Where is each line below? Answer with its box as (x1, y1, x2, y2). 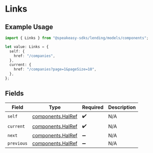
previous (7, 140, 28, 146)
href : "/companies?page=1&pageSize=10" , (14, 67, 97, 72)
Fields (5, 89, 24, 98)
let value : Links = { (5, 44, 49, 49)
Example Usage (5, 23, 53, 31)
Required (82, 103, 103, 110)
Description (108, 103, 136, 110)
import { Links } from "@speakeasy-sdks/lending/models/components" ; (5, 35, 149, 40)
